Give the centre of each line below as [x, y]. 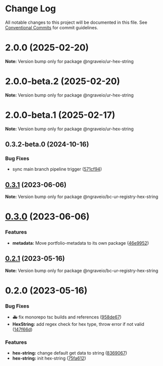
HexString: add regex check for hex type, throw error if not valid [78, 324]
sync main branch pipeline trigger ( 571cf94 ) [57, 169]
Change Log [30, 9]
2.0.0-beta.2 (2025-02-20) [63, 81]
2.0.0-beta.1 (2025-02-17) [60, 115]
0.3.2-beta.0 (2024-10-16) [47, 144]
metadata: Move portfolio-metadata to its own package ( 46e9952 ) [81, 243]
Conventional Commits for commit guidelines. [52, 27]
